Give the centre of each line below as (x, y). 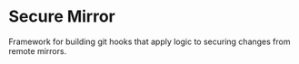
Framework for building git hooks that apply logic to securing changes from (149, 41)
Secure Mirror (62, 17)
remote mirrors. (38, 50)
